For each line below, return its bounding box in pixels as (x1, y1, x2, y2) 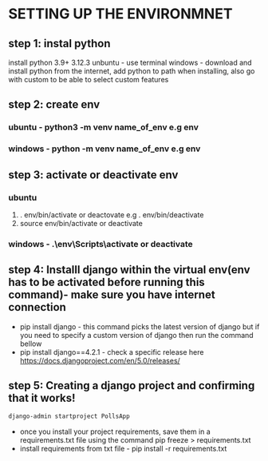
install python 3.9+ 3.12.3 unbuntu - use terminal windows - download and (8, 58, 253, 67)
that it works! (8, 391, 76, 405)
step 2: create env (8, 97, 100, 112)
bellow (19, 339, 42, 348)
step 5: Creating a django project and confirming (8, 379, 255, 392)
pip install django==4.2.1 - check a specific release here (19, 347, 204, 356)
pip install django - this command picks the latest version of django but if (19, 321, 260, 332)
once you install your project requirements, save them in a (19, 427, 211, 436)
